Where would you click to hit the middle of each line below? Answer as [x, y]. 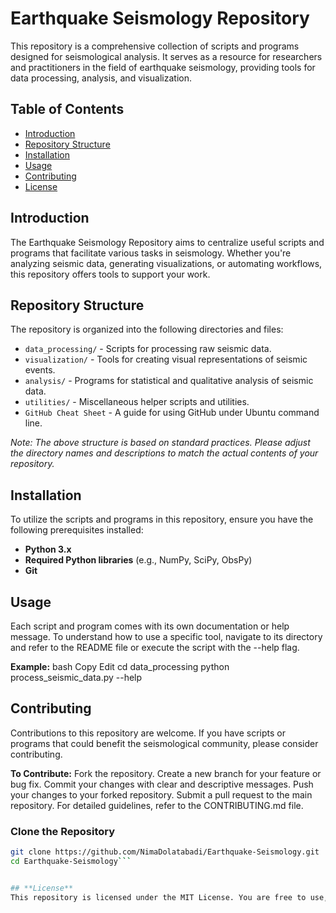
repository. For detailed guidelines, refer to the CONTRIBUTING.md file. [157, 805]
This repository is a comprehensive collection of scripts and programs [155, 46]
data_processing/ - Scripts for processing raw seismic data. [148, 349]
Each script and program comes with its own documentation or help [150, 626]
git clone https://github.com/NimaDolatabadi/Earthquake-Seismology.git [165, 852]
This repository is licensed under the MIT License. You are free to [158, 897]
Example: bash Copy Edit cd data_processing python [120, 666]
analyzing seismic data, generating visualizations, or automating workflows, [166, 263]
